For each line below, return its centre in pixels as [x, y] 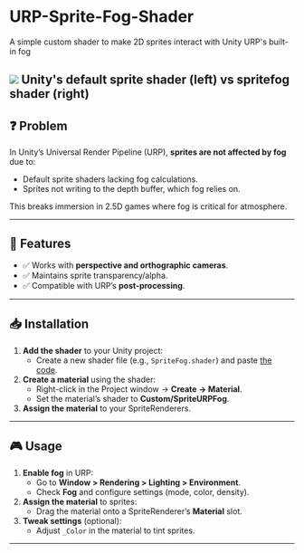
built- [279, 42]
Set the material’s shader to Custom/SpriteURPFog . [133, 398]
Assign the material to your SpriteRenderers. [107, 408]
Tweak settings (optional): [72, 520]
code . [47, 369]
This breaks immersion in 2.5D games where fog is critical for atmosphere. [148, 206]
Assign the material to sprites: [80, 501]
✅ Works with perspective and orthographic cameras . [125, 265]
